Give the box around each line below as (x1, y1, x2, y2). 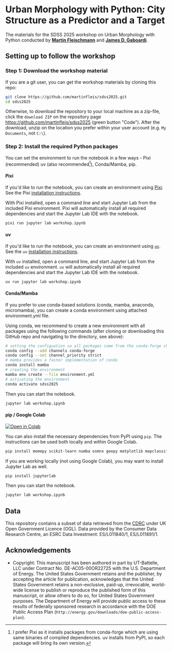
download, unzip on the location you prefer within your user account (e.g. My (5, 125, 166, 131)
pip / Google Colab (5, 412, 46, 418)
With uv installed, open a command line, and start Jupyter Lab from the (5, 258, 155, 264)
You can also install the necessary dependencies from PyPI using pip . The (5, 433, 162, 439)
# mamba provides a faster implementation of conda (5, 358, 118, 363)
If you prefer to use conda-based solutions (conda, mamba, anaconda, (5, 301, 155, 308)
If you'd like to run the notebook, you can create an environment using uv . (5, 243, 161, 249)
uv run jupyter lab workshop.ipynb (5, 279, 81, 284)
